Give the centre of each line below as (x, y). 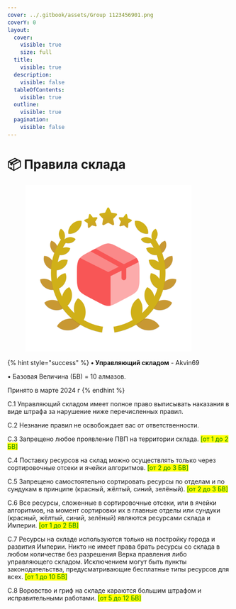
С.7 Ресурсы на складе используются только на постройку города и (111, 539)
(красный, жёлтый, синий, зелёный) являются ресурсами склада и (109, 518)
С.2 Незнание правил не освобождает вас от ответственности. (103, 425)
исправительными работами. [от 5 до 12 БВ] (74, 598)
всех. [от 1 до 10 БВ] (38, 576)
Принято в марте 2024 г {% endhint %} (66, 390)
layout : (19, 30)
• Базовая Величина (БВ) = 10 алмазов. (67, 376)
